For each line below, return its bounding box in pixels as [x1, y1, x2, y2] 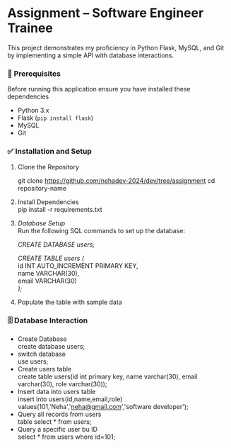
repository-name [17, 184, 67, 192]
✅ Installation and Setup [7, 147, 92, 157]
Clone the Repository [17, 162, 80, 171]
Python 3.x [17, 106, 49, 115]
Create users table [17, 364, 72, 373]
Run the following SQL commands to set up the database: [17, 226, 186, 235]
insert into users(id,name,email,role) [17, 395, 123, 403]
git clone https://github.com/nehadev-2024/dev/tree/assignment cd [17, 176, 215, 185]
